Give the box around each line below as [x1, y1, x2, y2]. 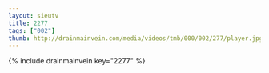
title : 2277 [8, 19, 48, 27]
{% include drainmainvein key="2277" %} [8, 56, 146, 66]
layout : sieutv [8, 11, 59, 20]
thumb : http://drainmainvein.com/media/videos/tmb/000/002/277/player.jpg [8, 34, 263, 43]
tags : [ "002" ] [8, 26, 56, 34]
